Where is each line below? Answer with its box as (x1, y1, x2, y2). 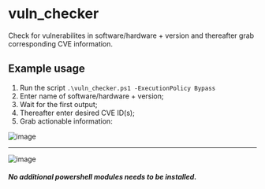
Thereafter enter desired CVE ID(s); (19, 108, 136, 117)
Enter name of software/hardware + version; (19, 91, 164, 101)
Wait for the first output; (19, 99, 98, 109)
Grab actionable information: (19, 116, 113, 126)
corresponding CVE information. (8, 39, 113, 48)
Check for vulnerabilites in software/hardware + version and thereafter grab (8, 31, 255, 40)
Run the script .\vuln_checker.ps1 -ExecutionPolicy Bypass (19, 83, 216, 92)
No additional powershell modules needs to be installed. (8, 172, 197, 182)
